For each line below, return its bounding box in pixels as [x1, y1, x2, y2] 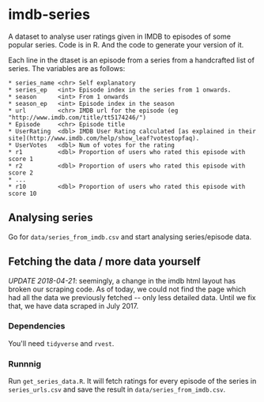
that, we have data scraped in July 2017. [8, 301, 139, 310]
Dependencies [8, 321, 66, 332]
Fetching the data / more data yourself [8, 255, 202, 269]
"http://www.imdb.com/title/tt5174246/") [8, 113, 147, 122]
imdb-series [8, 6, 91, 24]
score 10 [8, 190, 37, 197]
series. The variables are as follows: [8, 63, 126, 73]
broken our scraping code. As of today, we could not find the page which [8, 284, 247, 294]
